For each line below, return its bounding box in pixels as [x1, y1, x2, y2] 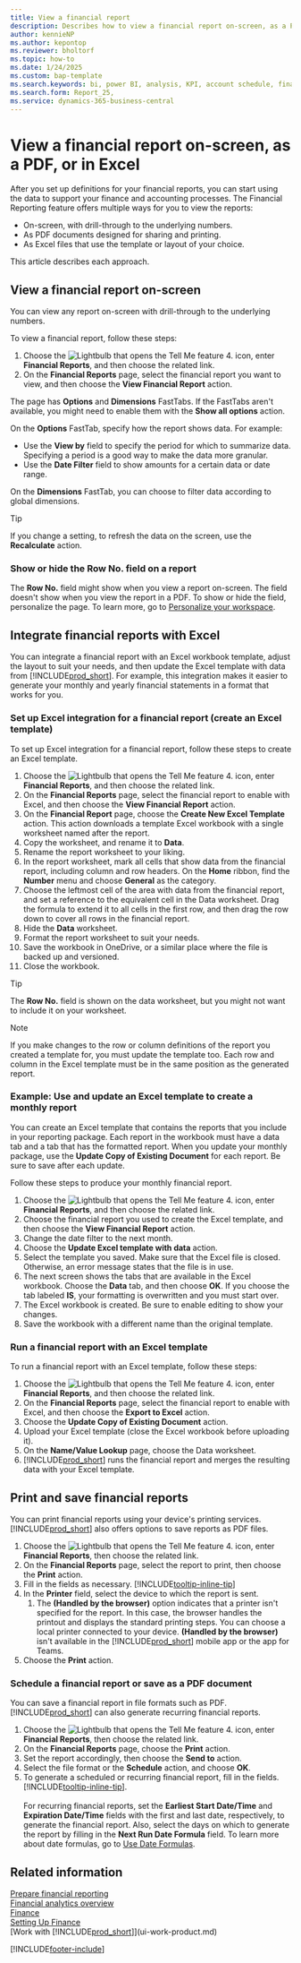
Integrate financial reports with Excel [10, 628, 221, 643]
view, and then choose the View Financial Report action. [22, 379, 233, 390]
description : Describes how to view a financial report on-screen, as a [10, 21, 287, 30]
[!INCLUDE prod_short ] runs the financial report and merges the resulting [22, 1454, 290, 1465]
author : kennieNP [10, 30, 75, 39]
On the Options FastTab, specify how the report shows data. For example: [10, 423, 283, 434]
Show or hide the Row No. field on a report [10, 562, 197, 575]
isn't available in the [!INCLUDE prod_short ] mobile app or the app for [36, 1635, 289, 1646]
